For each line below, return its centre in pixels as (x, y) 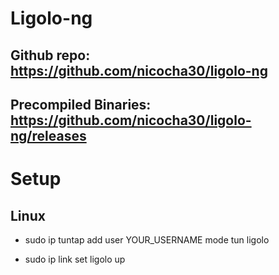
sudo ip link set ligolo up (75, 259)
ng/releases (48, 135)
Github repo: (50, 55)
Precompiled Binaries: (81, 104)
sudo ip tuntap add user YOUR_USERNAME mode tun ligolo (147, 239)
